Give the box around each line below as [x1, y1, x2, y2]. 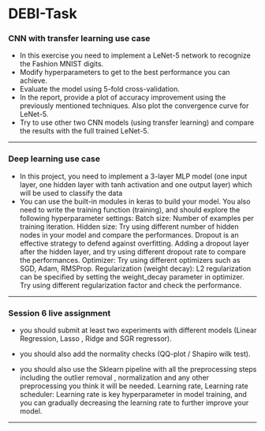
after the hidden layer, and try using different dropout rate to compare [19, 246, 247, 257]
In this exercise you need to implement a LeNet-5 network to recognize [19, 51, 251, 60]
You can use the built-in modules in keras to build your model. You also [19, 197, 251, 206]
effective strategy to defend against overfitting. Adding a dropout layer [19, 238, 250, 248]
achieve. [19, 76, 48, 85]
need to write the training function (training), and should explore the [19, 204, 241, 214]
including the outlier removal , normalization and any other [19, 373, 210, 383]
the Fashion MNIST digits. [19, 59, 104, 69]
